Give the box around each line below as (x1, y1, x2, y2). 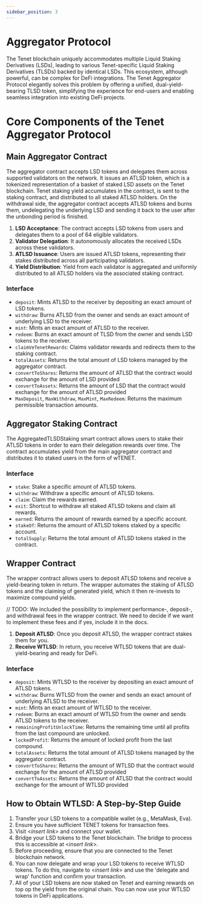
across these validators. (14, 243, 75, 251)
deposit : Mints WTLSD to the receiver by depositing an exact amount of (14, 679, 194, 686)
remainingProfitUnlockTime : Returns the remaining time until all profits (14, 723, 190, 731)
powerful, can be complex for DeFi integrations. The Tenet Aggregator (6, 74, 181, 82)
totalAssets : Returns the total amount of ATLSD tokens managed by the (14, 749, 195, 757)
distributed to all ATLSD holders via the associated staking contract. (14, 269, 184, 277)
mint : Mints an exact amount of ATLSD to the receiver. (14, 324, 150, 331)
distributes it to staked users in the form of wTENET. (6, 454, 137, 461)
